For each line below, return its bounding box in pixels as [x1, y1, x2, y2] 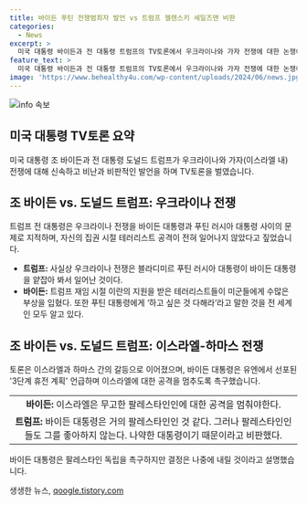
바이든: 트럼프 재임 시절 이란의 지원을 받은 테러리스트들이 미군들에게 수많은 [22, 286, 290, 297]
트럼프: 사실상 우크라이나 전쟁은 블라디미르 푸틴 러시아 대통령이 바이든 [22, 263, 272, 274]
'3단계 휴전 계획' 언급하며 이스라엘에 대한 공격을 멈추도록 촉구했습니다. [9, 375, 260, 386]
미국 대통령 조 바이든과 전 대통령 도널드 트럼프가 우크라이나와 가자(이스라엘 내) [9, 154, 289, 165]
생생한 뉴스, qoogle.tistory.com [9, 485, 124, 496]
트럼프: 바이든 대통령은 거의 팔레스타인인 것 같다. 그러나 [15, 416, 239, 428]
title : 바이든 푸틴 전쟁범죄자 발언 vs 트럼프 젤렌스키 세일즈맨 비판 [9, 13, 236, 23]
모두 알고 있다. [32, 309, 84, 320]
